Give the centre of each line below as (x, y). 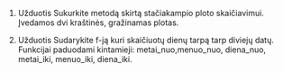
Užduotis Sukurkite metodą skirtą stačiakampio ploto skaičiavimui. (141, 13)
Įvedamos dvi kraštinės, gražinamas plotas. (98, 23)
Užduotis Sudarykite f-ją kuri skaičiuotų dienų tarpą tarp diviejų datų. (146, 40)
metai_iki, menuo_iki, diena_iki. (75, 59)
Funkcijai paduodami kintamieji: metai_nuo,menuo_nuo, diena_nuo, (142, 50)
